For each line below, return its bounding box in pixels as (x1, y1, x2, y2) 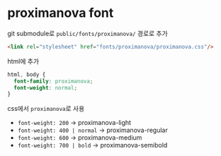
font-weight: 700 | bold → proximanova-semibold (17, 141, 168, 150)
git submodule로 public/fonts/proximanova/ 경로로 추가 (7, 29, 168, 37)
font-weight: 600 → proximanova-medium (17, 133, 142, 142)
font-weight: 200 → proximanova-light (17, 119, 132, 127)
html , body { (7, 71, 46, 78)
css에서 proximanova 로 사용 (7, 104, 85, 113)
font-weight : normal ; (13, 84, 78, 91)
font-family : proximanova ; (13, 78, 93, 85)
